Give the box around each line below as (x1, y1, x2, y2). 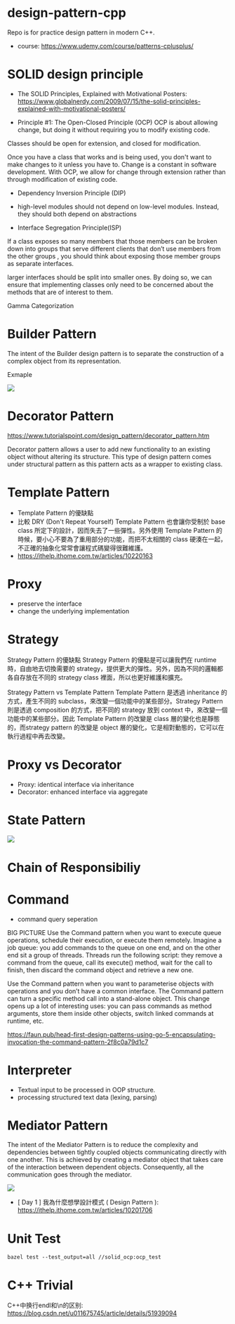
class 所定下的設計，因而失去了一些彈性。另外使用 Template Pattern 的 (17, 526, 223, 534)
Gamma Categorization (7, 301, 74, 310)
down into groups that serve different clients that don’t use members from (7, 244, 221, 253)
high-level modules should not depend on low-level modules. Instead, (17, 202, 220, 211)
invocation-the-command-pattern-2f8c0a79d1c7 (7, 1038, 149, 1046)
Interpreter (7, 1062, 72, 1078)
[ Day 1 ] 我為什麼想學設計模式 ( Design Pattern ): (17, 1198, 159, 1207)
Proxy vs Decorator (7, 757, 122, 773)
